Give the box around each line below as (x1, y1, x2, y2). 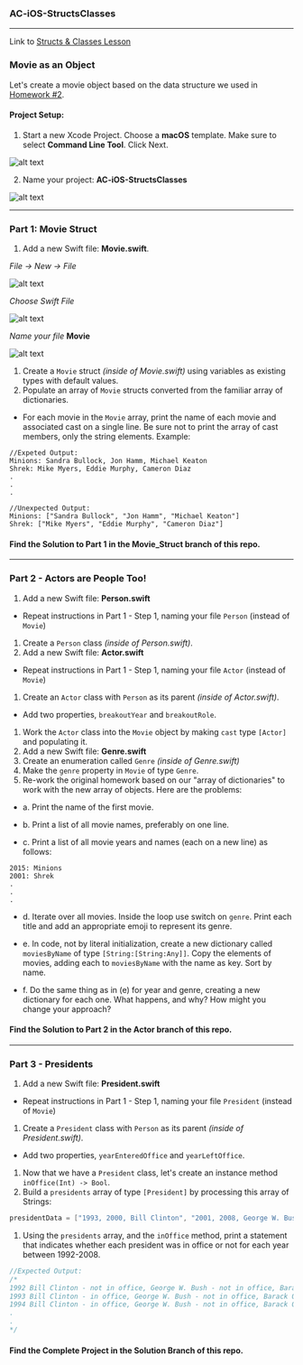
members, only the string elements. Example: (22, 432, 191, 442)
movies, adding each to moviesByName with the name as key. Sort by (22, 957, 272, 968)
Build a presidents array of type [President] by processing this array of (22, 1186, 290, 1198)
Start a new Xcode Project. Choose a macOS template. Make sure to (22, 129, 277, 140)
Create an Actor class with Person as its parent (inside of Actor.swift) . (22, 692, 280, 702)
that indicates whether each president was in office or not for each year (22, 1240, 289, 1250)
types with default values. (22, 376, 119, 386)
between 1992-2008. (22, 1249, 101, 1259)
